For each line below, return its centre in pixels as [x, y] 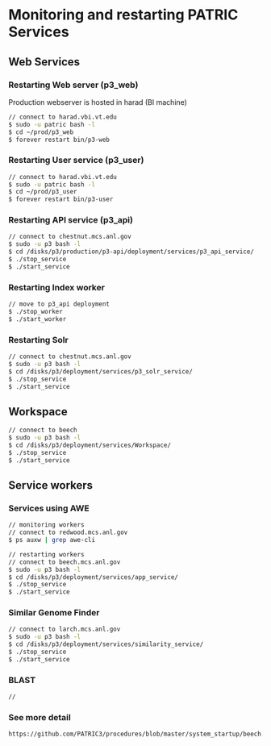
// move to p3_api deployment [59, 304]
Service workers [51, 486]
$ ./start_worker [38, 319]
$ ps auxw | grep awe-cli [52, 540]
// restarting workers [46, 554]
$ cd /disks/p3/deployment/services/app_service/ [94, 577]
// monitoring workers [46, 525]
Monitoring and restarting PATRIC [123, 15]
